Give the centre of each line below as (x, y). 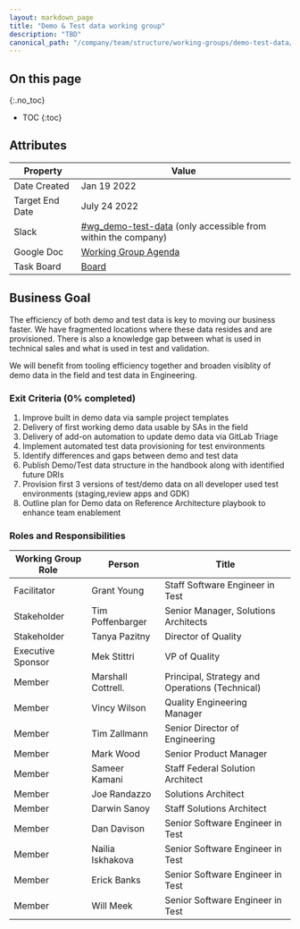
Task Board (37, 266)
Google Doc (39, 251)
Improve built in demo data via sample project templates (125, 418)
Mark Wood (116, 754)
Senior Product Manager (216, 754)
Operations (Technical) (213, 688)
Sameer (108, 768)
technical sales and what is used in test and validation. (109, 348)
